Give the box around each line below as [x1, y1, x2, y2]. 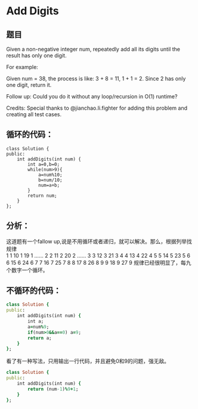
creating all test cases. [6, 111, 62, 117]
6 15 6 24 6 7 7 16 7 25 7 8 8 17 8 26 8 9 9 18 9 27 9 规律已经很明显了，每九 [6, 259, 191, 266]
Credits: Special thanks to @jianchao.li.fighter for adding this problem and [6, 104, 188, 111]
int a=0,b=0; [27, 161, 60, 168]
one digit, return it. [6, 82, 52, 88]
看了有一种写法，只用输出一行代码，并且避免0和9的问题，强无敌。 [6, 358, 170, 365]
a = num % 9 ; [27, 324, 49, 330]
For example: [6, 64, 39, 70]
